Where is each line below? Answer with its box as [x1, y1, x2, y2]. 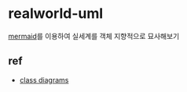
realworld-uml [8, 5, 104, 23]
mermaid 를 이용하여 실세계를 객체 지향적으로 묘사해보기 [8, 31, 180, 41]
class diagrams [19, 75, 69, 84]
